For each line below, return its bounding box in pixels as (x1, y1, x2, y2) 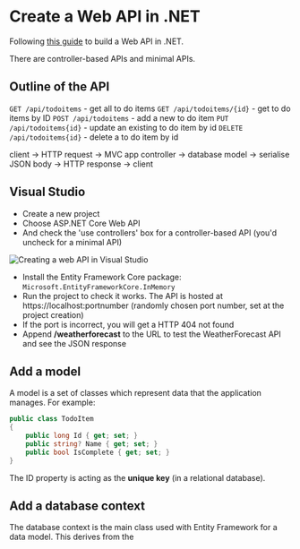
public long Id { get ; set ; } (25, 432, 139, 441)
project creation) (21, 309, 84, 320)
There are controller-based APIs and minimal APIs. (9, 53, 195, 64)
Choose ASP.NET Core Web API (21, 218, 141, 228)
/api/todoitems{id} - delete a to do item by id (9, 132, 179, 142)
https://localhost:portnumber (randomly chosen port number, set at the (21, 300, 285, 311)
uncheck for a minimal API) (21, 236, 123, 247)
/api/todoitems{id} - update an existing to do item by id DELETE (9, 122, 244, 133)
